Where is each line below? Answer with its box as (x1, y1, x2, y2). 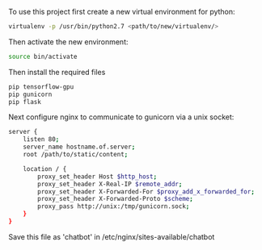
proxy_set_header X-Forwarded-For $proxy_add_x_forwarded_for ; (37, 187, 255, 196)
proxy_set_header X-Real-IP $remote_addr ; (37, 180, 183, 188)
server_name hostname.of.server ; (23, 143, 136, 152)
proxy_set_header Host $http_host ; (37, 173, 158, 181)
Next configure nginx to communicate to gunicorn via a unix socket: (8, 112, 235, 122)
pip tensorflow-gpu (8, 82, 74, 91)
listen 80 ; (23, 135, 60, 144)
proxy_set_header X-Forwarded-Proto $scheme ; (37, 195, 194, 203)
